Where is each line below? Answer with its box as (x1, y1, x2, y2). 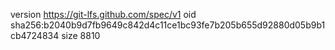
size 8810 (61, 30, 101, 41)
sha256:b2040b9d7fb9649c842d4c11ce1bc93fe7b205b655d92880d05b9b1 (10, 19, 326, 31)
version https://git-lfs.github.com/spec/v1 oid (10, 9, 197, 20)
